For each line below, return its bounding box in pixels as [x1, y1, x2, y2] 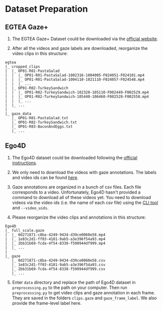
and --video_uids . [12, 204, 49, 211]
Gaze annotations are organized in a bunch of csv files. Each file [12, 184, 142, 190]
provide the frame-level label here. [12, 300, 82, 306]
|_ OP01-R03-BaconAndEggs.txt [11, 124, 73, 129]
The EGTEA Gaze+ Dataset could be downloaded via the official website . [12, 36, 158, 42]
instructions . [12, 160, 37, 166]
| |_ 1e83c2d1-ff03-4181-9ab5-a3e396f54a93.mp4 [5, 236, 106, 242]
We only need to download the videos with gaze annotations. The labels [12, 169, 157, 175]
